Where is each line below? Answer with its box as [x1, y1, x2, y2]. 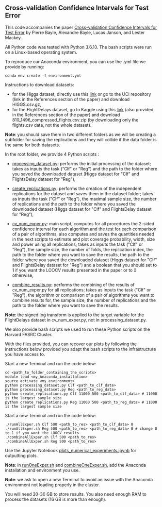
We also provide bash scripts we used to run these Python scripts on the [5, 326, 150, 332]
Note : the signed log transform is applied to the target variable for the [5, 312, 144, 318]
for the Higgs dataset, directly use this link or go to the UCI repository [12, 91, 151, 97]
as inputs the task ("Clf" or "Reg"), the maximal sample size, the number [12, 196, 157, 202]
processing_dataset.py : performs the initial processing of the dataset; [12, 160, 151, 167]
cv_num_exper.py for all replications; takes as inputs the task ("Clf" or [12, 287, 151, 293]
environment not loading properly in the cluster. [5, 482, 100, 488]
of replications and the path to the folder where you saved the [12, 201, 136, 207]
